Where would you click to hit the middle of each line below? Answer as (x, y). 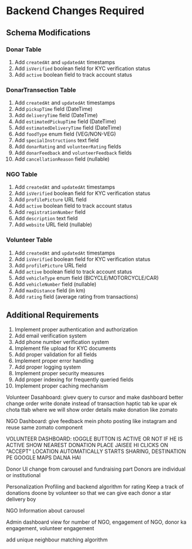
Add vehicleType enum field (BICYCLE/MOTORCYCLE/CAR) (87, 277)
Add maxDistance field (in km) (50, 290)
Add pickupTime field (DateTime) (53, 109)
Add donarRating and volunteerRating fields (68, 147)
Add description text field (46, 219)
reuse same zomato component (45, 427)
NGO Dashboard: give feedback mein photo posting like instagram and (92, 421)
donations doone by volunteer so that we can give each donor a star (89, 492)
